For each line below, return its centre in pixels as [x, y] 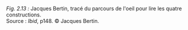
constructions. [24, 15]
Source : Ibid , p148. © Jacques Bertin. [53, 21]
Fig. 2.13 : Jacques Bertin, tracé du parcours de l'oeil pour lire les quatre [94, 9]
